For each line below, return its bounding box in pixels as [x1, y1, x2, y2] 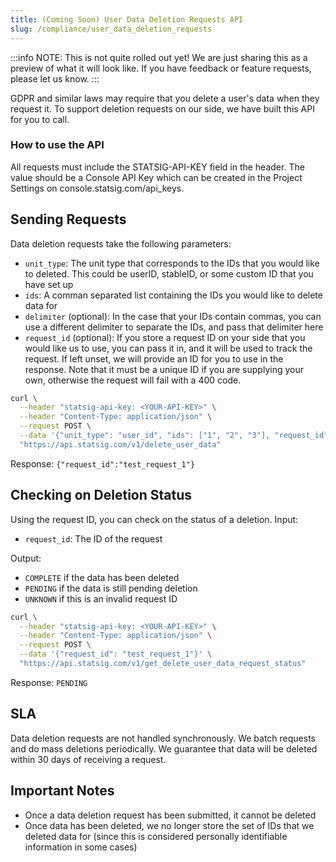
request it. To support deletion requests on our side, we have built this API [10, 102, 315, 115]
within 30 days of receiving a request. [10, 753, 167, 765]
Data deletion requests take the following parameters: [10, 237, 232, 250]
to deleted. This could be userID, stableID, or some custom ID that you [24, 267, 314, 280]
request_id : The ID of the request [24, 532, 163, 545]
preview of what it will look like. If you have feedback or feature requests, [10, 62, 312, 74]
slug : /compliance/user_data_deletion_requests [10, 24, 213, 34]
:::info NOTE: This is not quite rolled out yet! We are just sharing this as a [10, 51, 308, 63]
